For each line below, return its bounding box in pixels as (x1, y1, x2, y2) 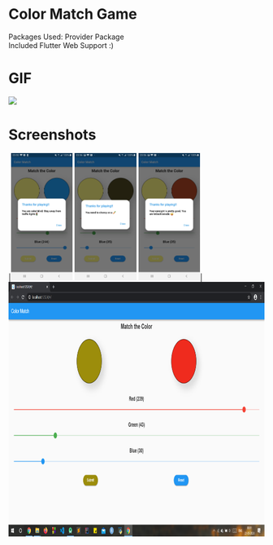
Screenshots (8, 125, 97, 144)
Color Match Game (8, 5, 138, 24)
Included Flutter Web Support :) (8, 40, 114, 50)
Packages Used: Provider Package (8, 32, 124, 42)
